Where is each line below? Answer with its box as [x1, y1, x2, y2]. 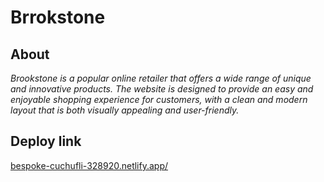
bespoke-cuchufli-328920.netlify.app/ [10, 159, 169, 171]
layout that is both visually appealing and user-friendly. [10, 104, 240, 116]
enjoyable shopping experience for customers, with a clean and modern [10, 94, 308, 105]
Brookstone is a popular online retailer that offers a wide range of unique [10, 72, 312, 84]
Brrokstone [10, 6, 106, 29]
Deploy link [10, 133, 82, 150]
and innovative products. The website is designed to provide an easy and [10, 83, 314, 95]
